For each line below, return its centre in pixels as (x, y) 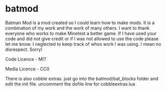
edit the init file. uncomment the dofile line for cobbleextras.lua (70, 84)
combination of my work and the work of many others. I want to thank (77, 28)
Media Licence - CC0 (27, 69)
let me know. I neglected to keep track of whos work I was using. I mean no (83, 44)
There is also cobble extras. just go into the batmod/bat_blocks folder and (82, 78)
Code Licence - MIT (26, 59)
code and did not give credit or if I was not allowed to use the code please (82, 39)
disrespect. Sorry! (24, 49)
